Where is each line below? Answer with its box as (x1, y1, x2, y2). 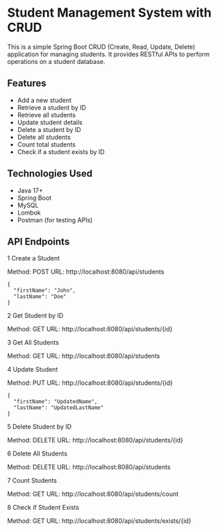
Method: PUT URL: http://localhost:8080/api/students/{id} (7, 379, 174, 387)
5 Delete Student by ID (7, 422, 72, 431)
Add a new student (17, 96, 72, 104)
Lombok (17, 208, 42, 217)
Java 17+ (17, 186, 43, 194)
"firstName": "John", (13, 287, 76, 294)
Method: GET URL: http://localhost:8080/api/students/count (7, 490, 179, 498)
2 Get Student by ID (7, 311, 64, 320)
